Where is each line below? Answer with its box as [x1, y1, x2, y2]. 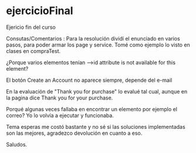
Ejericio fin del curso [6, 24, 56, 31]
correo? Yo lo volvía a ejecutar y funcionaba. [6, 112, 114, 119]
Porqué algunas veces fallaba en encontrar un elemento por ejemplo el [6, 105, 178, 112]
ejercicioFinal [6, 4, 73, 18]
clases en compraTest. [6, 47, 61, 54]
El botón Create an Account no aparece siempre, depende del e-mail [6, 76, 173, 84]
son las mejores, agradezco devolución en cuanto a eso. [6, 129, 143, 137]
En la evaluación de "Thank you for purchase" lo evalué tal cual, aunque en [6, 88, 188, 95]
